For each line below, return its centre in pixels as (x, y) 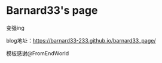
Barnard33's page (52, 10)
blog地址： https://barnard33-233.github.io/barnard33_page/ (81, 40)
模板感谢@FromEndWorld (38, 53)
